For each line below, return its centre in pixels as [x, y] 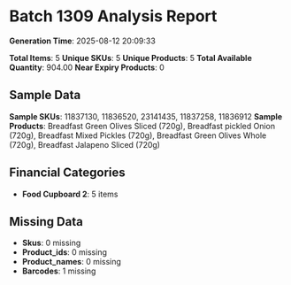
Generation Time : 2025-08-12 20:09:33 [83, 41]
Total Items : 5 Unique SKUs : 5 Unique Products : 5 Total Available [130, 58]
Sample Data [45, 95]
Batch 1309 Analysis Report [113, 16]
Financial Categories [67, 173]
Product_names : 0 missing [72, 262]
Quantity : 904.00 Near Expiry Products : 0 [87, 67]
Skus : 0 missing [51, 243]
